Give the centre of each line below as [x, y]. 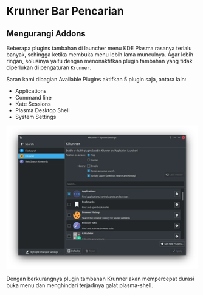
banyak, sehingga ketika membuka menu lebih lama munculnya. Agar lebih [100, 55]
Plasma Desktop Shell [42, 110]
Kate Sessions [33, 104]
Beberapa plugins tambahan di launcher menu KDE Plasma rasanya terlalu [99, 48]
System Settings [36, 117]
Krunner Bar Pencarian [65, 11]
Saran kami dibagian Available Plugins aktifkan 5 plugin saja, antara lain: [96, 79]
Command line [33, 97]
